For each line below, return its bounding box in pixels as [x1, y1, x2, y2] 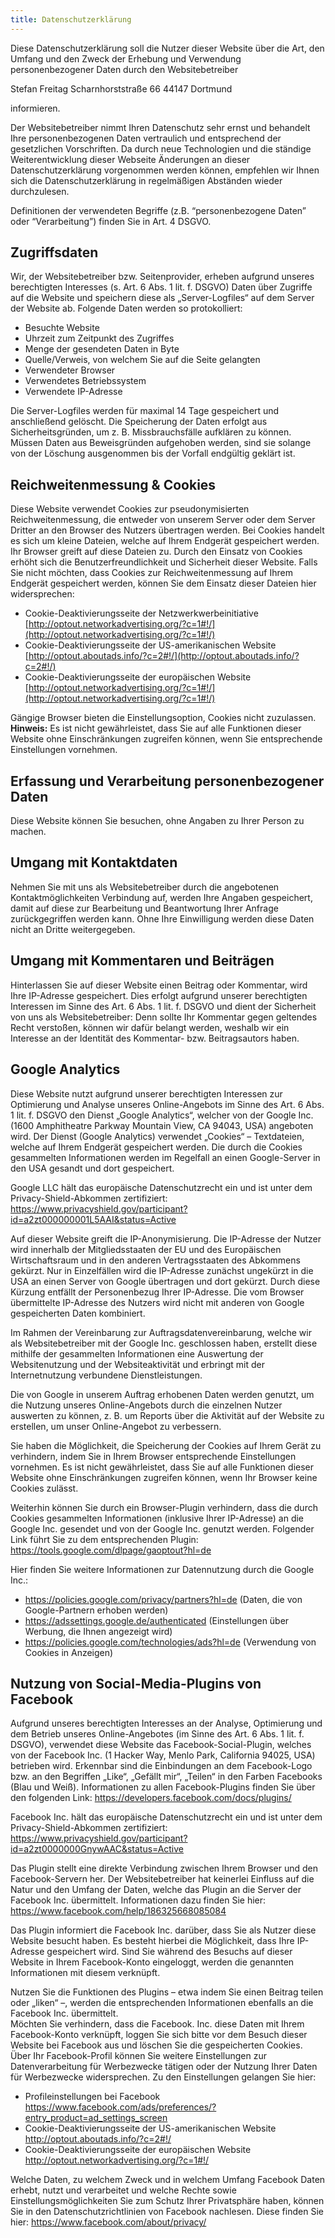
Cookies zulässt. [10, 1482, 79, 1494]
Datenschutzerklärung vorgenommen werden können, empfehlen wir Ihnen [10, 164, 320, 176]
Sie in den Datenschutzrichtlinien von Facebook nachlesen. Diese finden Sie [10, 2206, 324, 2218]
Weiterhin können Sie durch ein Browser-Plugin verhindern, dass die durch [10, 1501, 318, 1513]
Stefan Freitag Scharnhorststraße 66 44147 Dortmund [10, 82, 233, 95]
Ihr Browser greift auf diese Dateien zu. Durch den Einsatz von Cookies [10, 546, 303, 558]
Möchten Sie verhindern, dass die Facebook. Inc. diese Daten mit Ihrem [10, 2018, 305, 2030]
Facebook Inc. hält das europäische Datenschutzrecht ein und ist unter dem [10, 1811, 323, 1823]
